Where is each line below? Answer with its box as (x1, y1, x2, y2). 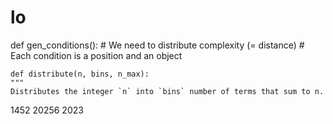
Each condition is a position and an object (10, 49, 183, 61)
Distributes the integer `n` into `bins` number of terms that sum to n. (10, 86, 325, 96)
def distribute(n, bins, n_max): (10, 69, 150, 79)
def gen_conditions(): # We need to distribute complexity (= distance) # (10, 39, 305, 51)
